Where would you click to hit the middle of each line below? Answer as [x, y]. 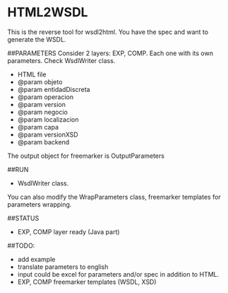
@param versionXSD [48, 134]
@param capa [38, 127]
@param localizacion [48, 119]
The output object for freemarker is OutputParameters [86, 156]
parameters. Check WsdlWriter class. [61, 60]
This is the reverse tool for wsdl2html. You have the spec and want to [108, 32]
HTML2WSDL [48, 12]
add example [36, 259]
